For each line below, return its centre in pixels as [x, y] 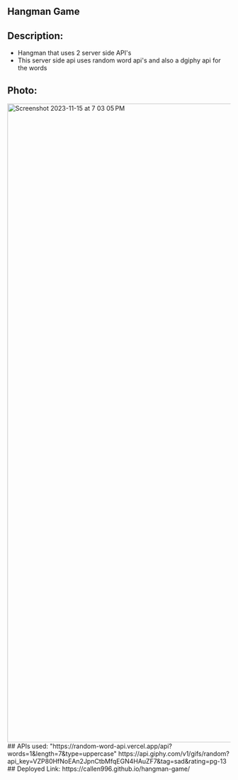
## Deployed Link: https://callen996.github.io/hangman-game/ [99, 769]
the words [32, 68]
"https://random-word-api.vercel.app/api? [110, 746]
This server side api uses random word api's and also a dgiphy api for [119, 60]
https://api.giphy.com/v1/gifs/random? [174, 754]
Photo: [22, 90]
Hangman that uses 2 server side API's [74, 53]
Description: [35, 36]
